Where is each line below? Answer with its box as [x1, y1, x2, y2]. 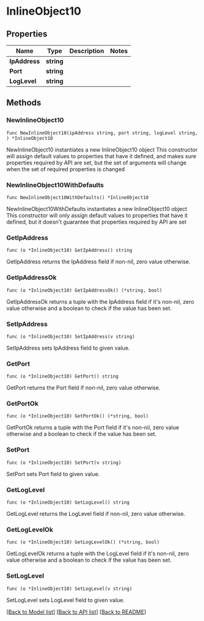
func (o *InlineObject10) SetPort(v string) [6, 460, 122, 466]
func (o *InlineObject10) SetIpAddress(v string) [6, 333, 136, 340]
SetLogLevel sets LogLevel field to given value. [6, 596, 125, 603]
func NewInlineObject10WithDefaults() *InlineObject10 [6, 194, 149, 200]
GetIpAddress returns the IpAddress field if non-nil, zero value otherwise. [6, 258, 191, 265]
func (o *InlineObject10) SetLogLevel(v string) [6, 586, 133, 592]
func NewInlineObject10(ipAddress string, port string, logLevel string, [6, 130, 199, 136]
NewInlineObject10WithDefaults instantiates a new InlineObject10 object [6, 205, 188, 212]
